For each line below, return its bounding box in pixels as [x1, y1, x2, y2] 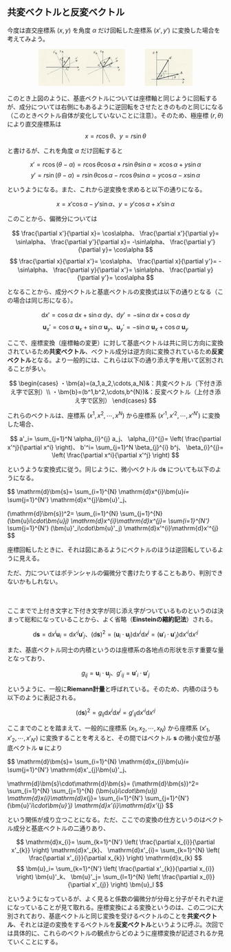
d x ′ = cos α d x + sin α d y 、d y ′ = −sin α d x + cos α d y [41, 311, 190, 319]
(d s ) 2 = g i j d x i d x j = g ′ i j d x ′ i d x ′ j [75, 707, 156, 718]
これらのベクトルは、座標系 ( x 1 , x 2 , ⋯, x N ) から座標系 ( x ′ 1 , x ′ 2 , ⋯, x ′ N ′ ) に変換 [7, 410, 221, 420]
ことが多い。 [12, 365, 49, 373]
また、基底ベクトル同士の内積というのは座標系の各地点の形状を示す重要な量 [7, 646, 224, 654]
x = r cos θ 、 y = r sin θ [85, 132, 146, 140]
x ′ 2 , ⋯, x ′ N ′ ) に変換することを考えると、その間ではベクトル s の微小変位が [7, 734, 215, 744]
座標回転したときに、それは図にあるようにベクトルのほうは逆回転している [7, 545, 218, 554]
